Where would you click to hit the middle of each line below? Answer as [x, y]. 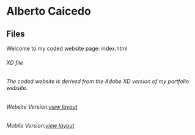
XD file [15, 62]
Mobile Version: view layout [40, 126]
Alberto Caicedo [49, 11]
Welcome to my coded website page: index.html [67, 48]
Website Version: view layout [42, 107]
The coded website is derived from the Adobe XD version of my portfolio [98, 81]
